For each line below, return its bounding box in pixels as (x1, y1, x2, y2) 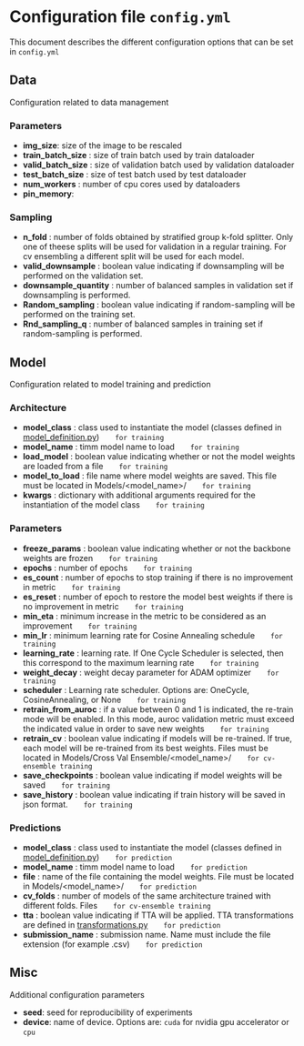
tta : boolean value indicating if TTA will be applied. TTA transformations (22, 910, 294, 920)
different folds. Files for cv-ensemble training (22, 900, 211, 911)
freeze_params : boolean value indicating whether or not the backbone (22, 543, 291, 554)
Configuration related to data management (9, 96, 169, 107)
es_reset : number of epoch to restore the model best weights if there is (22, 591, 294, 602)
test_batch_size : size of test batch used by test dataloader (22, 169, 247, 180)
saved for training (22, 779, 111, 790)
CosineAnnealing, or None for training (22, 694, 187, 705)
